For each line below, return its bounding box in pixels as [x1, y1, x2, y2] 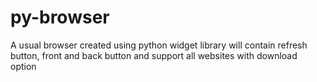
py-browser [10, 6, 110, 29]
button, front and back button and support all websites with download [10, 49, 298, 61]
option [10, 60, 37, 72]
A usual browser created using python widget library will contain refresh [10, 39, 308, 51]
